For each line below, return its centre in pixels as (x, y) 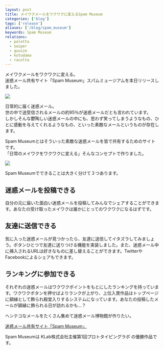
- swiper (18, 46)
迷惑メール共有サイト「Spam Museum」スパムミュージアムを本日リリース (80, 81)
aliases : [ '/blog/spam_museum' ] (38, 28)
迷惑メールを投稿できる (40, 190)
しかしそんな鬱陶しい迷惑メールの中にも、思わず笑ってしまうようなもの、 (80, 119)
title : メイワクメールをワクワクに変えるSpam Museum (54, 14)
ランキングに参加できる (40, 274)
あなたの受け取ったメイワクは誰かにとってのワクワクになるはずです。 (83, 209)
